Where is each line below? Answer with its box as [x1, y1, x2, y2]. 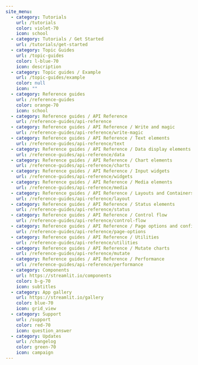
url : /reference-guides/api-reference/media [16, 185, 128, 190]
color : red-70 [16, 322, 51, 328]
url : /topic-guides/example [16, 75, 85, 80]
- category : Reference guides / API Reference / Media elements [11, 179, 173, 185]
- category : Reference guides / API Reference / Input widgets [11, 168, 170, 175]
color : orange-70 [16, 102, 59, 108]
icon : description [16, 63, 61, 70]
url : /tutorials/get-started [16, 42, 88, 48]
